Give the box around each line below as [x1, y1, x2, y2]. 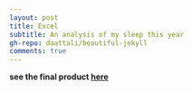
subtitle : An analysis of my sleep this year [9, 30, 184, 39]
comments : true [9, 47, 67, 56]
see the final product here [9, 71, 109, 82]
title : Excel [9, 22, 59, 31]
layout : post [9, 13, 59, 23]
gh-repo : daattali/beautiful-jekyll [9, 38, 148, 48]
